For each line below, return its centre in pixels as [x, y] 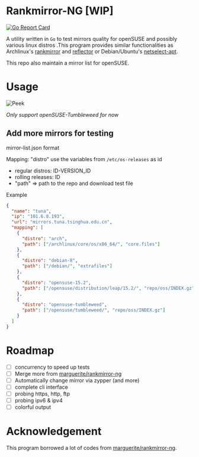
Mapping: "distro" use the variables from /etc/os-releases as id [84, 159]
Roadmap [30, 350]
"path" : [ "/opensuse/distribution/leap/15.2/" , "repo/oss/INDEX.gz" [108, 288]
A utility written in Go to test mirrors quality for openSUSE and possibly [92, 39]
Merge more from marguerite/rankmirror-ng [68, 373]
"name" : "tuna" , [31, 211]
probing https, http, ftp [42, 394]
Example [17, 194]
